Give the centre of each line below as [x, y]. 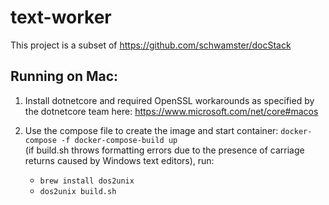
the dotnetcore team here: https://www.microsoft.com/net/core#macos [171, 111]
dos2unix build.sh [78, 191]
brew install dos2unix [87, 181]
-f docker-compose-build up [119, 140]
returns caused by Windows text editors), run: [119, 160]
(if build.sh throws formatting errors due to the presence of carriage [164, 150]
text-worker [61, 17]
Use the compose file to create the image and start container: [151, 130]
